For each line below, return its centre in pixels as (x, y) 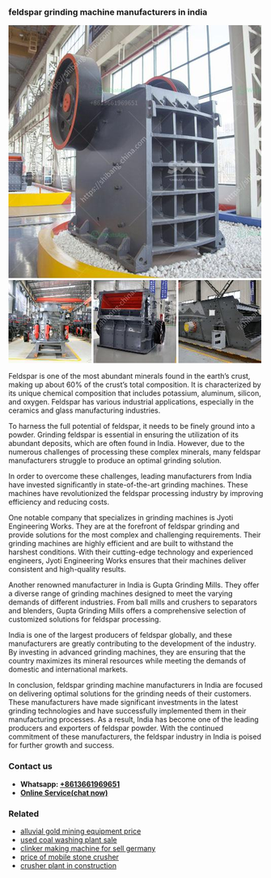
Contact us (30, 766)
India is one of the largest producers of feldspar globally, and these (121, 635)
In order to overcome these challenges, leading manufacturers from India (130, 477)
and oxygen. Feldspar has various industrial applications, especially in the (131, 402)
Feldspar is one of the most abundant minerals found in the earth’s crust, (129, 376)
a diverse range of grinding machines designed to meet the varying (121, 594)
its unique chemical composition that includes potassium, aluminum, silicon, (135, 393)
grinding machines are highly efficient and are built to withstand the (121, 544)
